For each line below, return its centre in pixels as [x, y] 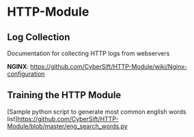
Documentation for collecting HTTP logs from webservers [88, 53]
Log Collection [39, 37]
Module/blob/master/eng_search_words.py [67, 126]
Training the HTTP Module [64, 95]
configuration [26, 74]
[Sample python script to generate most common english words [97, 111]
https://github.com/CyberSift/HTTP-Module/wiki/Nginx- [109, 66]
